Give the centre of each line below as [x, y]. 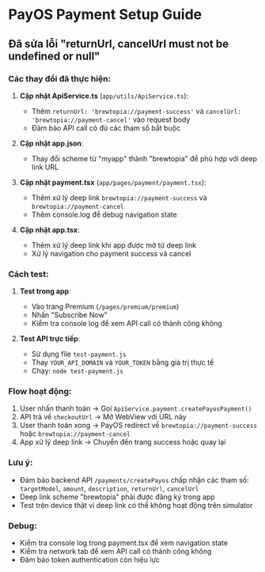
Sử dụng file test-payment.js [79, 354]
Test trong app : [45, 291]
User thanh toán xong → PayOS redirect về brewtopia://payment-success [138, 426]
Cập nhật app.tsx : [49, 229]
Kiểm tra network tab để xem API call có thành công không [115, 551]
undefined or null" [54, 56]
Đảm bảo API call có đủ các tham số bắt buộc [106, 127]
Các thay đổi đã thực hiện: [60, 78]
